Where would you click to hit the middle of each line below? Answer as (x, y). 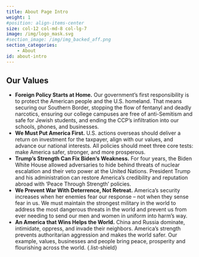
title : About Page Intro (37, 12)
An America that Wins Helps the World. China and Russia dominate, (100, 222)
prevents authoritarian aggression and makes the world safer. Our (96, 235)
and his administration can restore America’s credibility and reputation (101, 178)
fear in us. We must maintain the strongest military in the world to (95, 203)
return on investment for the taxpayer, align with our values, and (94, 140)
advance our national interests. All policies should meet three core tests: (104, 146)
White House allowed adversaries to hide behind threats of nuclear (97, 165)
